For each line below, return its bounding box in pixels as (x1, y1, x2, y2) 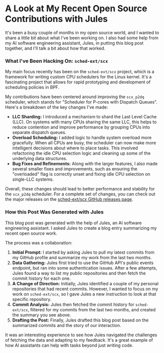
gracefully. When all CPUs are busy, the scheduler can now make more (12, 140, 156, 146)
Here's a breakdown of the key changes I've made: (5, 104, 108, 110)
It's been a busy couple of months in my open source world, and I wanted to (5, 29, 160, 35)
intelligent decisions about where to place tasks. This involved (12, 145, 138, 151)
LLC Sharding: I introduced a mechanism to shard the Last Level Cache (12, 114, 157, 120)
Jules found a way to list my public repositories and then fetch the (12, 270, 146, 276)
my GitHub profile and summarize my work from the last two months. (12, 254, 152, 260)
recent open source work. (5, 230, 57, 236)
